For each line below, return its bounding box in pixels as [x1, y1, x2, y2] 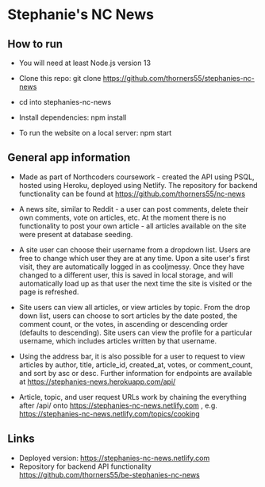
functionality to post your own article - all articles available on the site [18, 220, 247, 231]
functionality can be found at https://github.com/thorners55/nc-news [18, 189, 246, 198]
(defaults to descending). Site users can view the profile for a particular [18, 328, 253, 337]
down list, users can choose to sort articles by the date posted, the [18, 311, 238, 320]
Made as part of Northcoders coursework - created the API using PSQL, [18, 172, 255, 182]
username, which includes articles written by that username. [18, 336, 217, 346]
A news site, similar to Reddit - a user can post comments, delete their [18, 204, 249, 213]
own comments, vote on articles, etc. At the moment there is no [18, 213, 227, 222]
